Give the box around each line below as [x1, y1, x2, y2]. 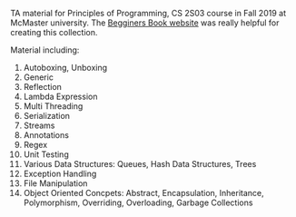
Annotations [23, 130, 69, 140]
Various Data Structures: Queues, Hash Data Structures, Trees [23, 159, 257, 169]
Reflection [23, 82, 63, 92]
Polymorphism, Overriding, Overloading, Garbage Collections [23, 197, 253, 208]
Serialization [23, 111, 71, 121]
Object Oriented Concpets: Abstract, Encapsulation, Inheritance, [23, 188, 264, 198]
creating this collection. [10, 27, 98, 37]
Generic [23, 72, 54, 83]
